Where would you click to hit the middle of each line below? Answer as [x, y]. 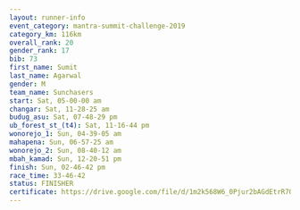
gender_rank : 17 [39, 51]
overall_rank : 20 [42, 42]
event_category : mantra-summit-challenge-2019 [97, 26]
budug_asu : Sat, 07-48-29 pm [63, 117]
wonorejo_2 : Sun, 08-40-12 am [66, 150]
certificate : [33, 192]
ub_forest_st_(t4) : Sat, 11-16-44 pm [79, 126]
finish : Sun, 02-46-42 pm [57, 167]
